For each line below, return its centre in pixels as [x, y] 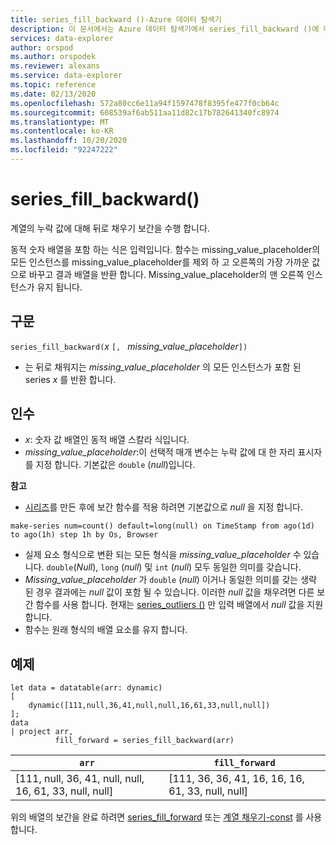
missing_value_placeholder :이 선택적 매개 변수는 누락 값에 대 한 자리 [160, 452]
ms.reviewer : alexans [55, 66]
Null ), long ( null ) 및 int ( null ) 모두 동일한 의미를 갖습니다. [189, 567]
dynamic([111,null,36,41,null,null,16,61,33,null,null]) [149, 706]
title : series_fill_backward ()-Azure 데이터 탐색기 [116, 19]
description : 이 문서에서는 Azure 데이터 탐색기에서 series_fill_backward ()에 [165, 29]
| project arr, [42, 732]
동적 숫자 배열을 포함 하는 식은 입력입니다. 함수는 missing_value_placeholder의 [165, 249]
